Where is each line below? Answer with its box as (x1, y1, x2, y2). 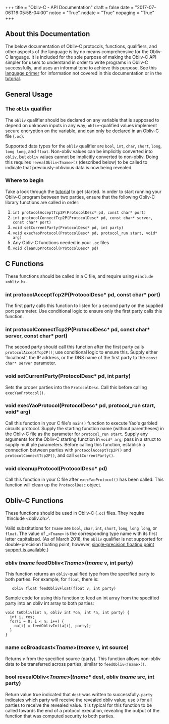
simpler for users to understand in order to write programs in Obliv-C (5, 59, 148, 65)
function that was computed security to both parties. (5, 713, 115, 719)
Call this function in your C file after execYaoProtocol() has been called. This (5, 476, 164, 483)
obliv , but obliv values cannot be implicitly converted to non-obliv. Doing (5, 154, 158, 160)
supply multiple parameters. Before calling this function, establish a (5, 441, 145, 447)
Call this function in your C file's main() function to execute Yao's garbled (5, 420, 158, 426)
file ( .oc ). (5, 133, 24, 139)
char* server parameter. (5, 360, 57, 366)
